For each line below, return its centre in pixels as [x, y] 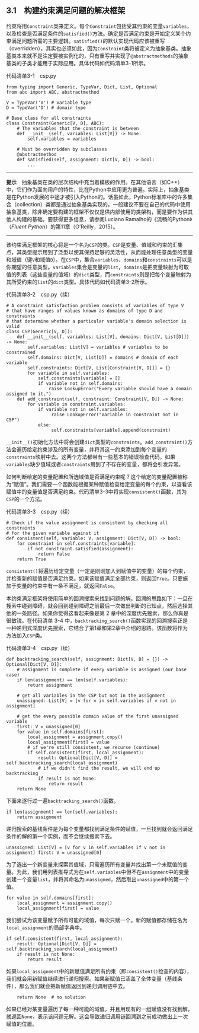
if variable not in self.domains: [80, 383]
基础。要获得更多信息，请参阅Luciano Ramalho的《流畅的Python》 [112, 219]
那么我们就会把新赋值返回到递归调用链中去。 [73, 986]
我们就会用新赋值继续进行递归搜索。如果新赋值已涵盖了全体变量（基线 [92, 978]
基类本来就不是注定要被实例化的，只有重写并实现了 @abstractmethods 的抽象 [97, 56]
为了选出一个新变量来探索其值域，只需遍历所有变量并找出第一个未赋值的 [94, 864]
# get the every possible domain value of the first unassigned [98, 716]
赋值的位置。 [22, 1024]
